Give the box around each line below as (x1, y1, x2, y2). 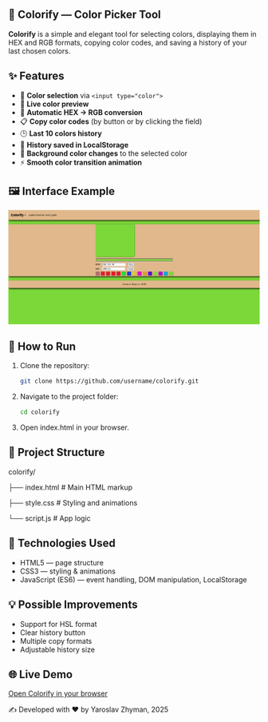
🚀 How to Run (8, 339, 77, 353)
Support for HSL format (19, 619, 97, 629)
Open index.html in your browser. (19, 422, 129, 432)
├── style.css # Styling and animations (8, 498, 138, 507)
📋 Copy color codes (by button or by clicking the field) (19, 117, 203, 126)
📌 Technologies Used (8, 537, 116, 550)
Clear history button (19, 628, 86, 637)
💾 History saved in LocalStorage (19, 140, 129, 149)
